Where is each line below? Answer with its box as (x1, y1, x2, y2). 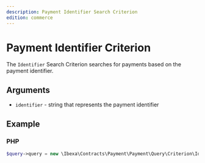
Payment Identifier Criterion (6, 41, 151, 55)
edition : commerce (6, 15, 53, 21)
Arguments (6, 85, 51, 95)
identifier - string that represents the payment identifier (15, 101, 159, 108)
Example (6, 119, 40, 129)
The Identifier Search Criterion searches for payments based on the (6, 61, 182, 68)
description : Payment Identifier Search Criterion (6, 9, 138, 15)
